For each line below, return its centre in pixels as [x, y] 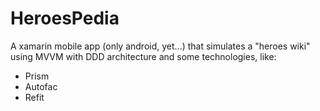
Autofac [41, 86]
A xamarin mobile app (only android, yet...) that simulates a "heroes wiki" [160, 46]
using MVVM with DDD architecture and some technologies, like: [143, 56]
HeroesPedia [65, 18]
